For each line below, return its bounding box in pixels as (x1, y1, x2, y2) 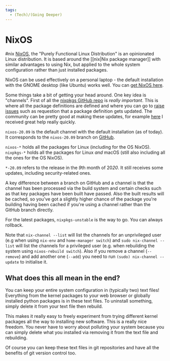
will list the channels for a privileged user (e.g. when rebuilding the (15, 243, 155, 249)
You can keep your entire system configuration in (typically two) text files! (5, 287, 160, 293)
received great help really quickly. (5, 119, 76, 125)
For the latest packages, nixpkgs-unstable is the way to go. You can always (5, 217, 163, 223)
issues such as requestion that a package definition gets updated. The (5, 108, 152, 114)
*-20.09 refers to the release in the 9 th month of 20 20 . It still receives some (5, 165, 163, 171)
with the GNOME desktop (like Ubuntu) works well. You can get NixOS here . (5, 82, 164, 88)
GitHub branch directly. (5, 207, 54, 213)
